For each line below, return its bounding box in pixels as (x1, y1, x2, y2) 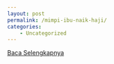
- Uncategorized (19, 29, 67, 37)
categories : (7, 23, 42, 30)
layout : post (7, 10, 45, 17)
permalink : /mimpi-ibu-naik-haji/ (7, 17, 108, 24)
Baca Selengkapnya (7, 49, 65, 57)
